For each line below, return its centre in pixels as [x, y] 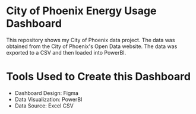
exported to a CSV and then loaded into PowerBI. [66, 52]
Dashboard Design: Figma [47, 93]
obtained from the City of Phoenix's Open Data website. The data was [92, 46]
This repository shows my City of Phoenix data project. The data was [91, 40]
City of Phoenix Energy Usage [81, 11]
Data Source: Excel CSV [44, 106]
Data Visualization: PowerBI [48, 99]
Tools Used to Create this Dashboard [99, 77]
